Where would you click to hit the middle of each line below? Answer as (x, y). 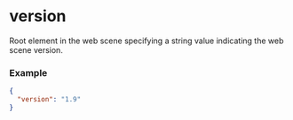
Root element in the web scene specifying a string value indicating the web (146, 41)
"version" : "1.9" (49, 100)
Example (28, 72)
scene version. (36, 49)
